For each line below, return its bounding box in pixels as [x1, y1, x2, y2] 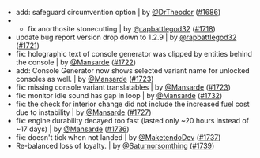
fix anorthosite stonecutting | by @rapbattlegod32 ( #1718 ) [27, 24, 216, 33]
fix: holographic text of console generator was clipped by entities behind [15, 50, 253, 58]
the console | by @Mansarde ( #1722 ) [15, 57, 137, 67]
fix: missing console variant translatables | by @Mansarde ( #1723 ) [15, 83, 232, 92]
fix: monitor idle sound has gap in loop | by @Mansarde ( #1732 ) [15, 91, 223, 100]
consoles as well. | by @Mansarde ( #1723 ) [15, 75, 154, 83]
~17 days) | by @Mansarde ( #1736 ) [15, 124, 130, 134]
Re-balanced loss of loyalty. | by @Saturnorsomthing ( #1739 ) [15, 141, 215, 150]
